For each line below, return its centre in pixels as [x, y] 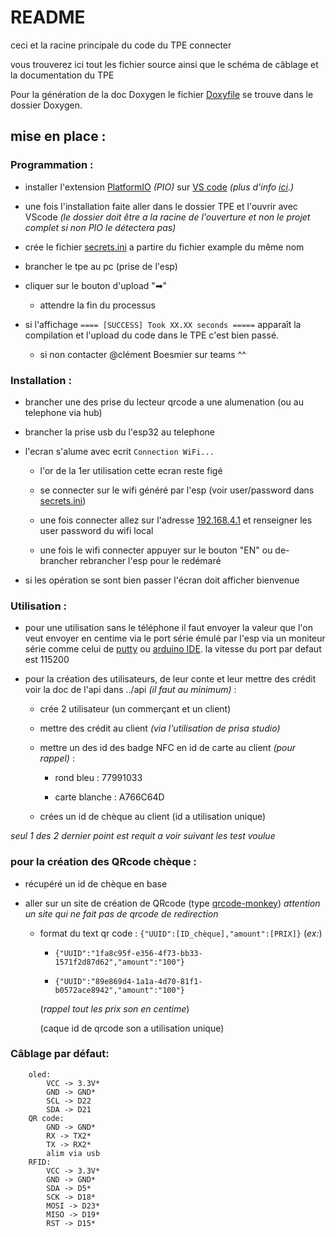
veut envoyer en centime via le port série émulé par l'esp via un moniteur [175, 638]
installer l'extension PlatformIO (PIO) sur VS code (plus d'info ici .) [159, 187]
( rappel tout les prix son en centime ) [114, 1008]
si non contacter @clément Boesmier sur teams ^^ [143, 354]
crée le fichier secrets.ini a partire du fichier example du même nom [164, 247]
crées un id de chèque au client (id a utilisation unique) [153, 817]
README [48, 17]
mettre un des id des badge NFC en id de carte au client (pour [168, 748]
